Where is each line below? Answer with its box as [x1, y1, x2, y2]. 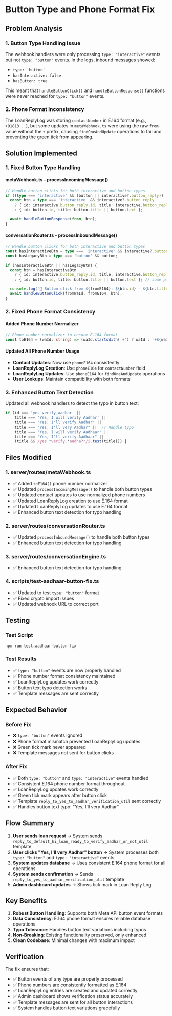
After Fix [5, 763, 27, 770]
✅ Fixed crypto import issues [12, 595, 74, 601]
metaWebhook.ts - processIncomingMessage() [5, 177, 109, 183]
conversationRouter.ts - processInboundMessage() [5, 232, 118, 238]
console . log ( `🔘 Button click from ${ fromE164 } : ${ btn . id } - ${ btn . [10, 286, 157, 291]
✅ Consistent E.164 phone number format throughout [12, 780, 125, 787]
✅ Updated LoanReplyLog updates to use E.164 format [12, 503, 128, 509]
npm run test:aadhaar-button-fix [5, 643, 77, 649]
